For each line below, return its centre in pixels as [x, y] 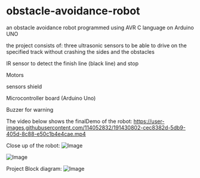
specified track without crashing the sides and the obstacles [81, 51]
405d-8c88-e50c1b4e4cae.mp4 [46, 134]
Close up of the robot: [33, 145]
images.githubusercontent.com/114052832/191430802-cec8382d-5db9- [96, 127]
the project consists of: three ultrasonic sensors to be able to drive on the [96, 45]
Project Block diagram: [34, 168]
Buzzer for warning [30, 109]
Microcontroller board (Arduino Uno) [51, 98]
